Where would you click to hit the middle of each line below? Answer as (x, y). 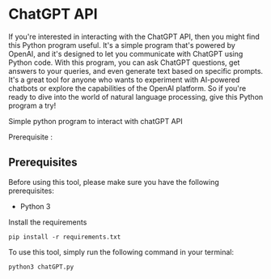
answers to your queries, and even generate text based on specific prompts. (136, 71)
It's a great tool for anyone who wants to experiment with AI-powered (124, 79)
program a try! (32, 105)
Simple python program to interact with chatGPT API (96, 121)
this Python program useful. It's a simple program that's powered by (122, 45)
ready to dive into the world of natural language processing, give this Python (136, 97)
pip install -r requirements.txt (65, 237)
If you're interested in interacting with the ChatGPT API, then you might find (134, 36)
